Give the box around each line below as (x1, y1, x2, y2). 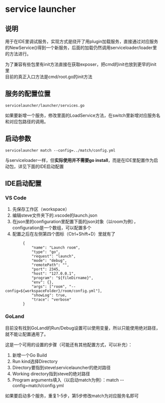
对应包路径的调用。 (9, 118, 48, 124)
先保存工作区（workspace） (12, 206, 70, 212)
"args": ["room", (31, 284, 67, 289)
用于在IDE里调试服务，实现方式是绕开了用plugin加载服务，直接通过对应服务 (5, 39, 159, 44)
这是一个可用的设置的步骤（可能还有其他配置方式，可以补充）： (5, 342, 132, 348)
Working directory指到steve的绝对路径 (12, 370, 90, 377)
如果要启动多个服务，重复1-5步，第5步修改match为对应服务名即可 (5, 393, 139, 399)
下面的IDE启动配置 (26, 163, 64, 169)
